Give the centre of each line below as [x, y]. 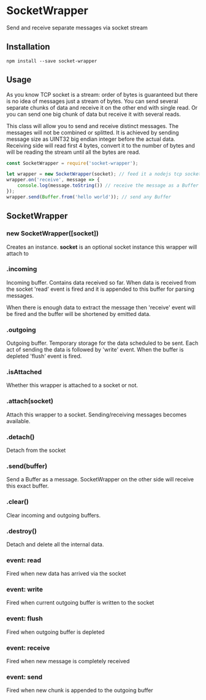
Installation [28, 47]
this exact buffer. [28, 486]
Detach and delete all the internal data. [55, 544]
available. [18, 421]
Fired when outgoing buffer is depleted [56, 632]
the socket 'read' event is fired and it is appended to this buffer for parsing [101, 289]
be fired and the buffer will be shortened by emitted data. [79, 314]
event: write [25, 590]
